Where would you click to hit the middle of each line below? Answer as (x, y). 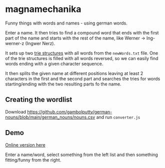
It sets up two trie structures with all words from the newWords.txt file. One (82, 53)
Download (16, 111)
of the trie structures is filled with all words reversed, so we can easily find (82, 58)
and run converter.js (118, 117)
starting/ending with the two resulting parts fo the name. (63, 84)
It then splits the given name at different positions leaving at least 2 (74, 73)
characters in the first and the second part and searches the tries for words (83, 78)
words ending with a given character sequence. (54, 63)
